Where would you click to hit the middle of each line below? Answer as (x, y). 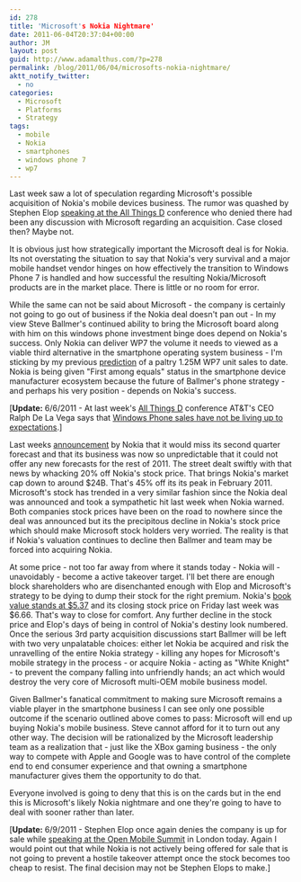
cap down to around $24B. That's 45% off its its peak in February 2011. (141, 483)
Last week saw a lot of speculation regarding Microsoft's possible (131, 193)
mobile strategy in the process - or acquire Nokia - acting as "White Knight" (150, 663)
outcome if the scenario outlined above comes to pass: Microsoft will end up (151, 718)
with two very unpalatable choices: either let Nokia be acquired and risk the (149, 644)
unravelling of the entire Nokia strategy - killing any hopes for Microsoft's (145, 654)
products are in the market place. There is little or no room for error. (134, 288)
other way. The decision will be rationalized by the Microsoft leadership (142, 737)
